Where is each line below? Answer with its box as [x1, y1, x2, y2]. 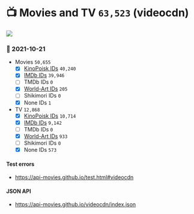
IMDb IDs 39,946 [23, 72, 65, 79]
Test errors [6, 160, 35, 168]
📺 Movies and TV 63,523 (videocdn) [6, 6, 189, 20]
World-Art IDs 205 [23, 85, 68, 92]
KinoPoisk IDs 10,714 [23, 112, 76, 119]
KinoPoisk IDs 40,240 [23, 65, 76, 72]
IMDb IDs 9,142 [23, 119, 62, 126]
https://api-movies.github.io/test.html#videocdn [14, 174, 134, 181]
